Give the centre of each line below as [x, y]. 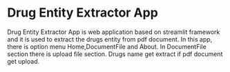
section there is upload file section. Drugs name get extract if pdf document [115, 54]
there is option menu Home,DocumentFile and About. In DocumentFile [107, 46]
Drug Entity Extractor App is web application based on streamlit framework [114, 32]
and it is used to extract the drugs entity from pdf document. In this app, [110, 39]
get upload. [23, 61]
